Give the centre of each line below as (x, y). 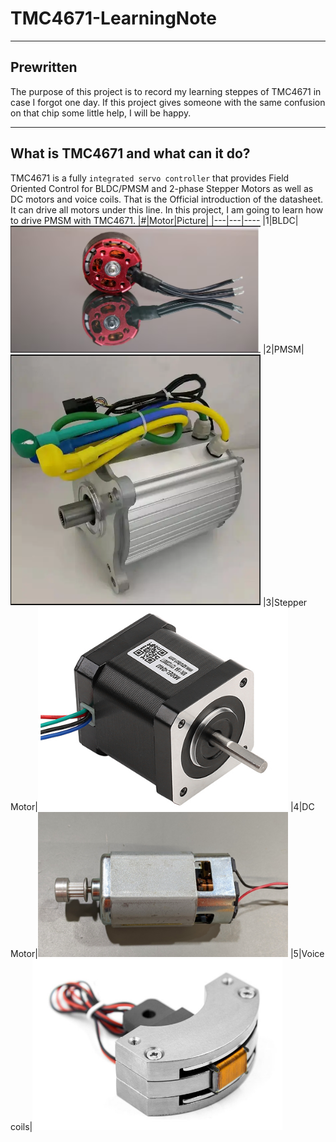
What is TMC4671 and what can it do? (130, 153)
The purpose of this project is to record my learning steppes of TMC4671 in (166, 91)
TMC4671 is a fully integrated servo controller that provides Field (150, 178)
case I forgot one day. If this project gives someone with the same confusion (168, 102)
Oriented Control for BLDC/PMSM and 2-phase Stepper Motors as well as (162, 188)
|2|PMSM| (283, 349)
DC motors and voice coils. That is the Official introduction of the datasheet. (166, 199)
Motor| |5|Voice (167, 954)
